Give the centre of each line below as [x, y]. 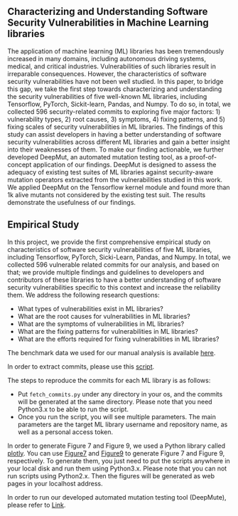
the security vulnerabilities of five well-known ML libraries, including [107, 96]
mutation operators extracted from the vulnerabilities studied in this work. [115, 179]
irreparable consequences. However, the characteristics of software [107, 73]
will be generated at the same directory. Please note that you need [115, 401]
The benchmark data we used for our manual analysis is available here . [112, 352]
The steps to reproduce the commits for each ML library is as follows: [109, 380]
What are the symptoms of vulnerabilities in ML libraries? [101, 324]
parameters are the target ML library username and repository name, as [123, 424]
